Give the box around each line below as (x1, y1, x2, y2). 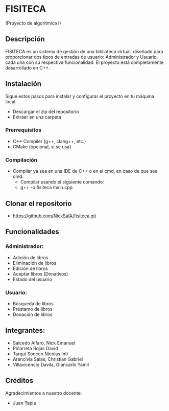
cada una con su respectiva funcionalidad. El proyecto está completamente (5, 59, 164, 65)
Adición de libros (12, 254, 49, 261)
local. (5, 98, 17, 105)
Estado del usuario (12, 276, 53, 282)
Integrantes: (5, 326, 45, 335)
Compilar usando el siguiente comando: (20, 179, 104, 185)
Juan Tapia (12, 400, 36, 406)
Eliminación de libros (12, 260, 57, 266)
